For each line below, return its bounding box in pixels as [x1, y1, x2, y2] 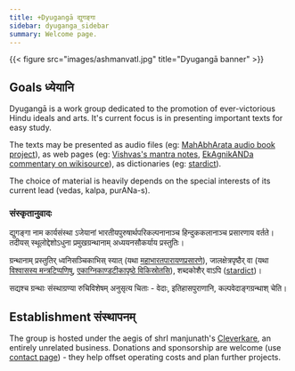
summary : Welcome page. [9, 29, 98, 38]
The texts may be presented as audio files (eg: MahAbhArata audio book [9, 140, 276, 150]
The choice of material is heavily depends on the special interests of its [9, 175, 271, 187]
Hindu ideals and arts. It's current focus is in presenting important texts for [9, 113, 283, 124]
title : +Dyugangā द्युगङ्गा [9, 12, 96, 22]
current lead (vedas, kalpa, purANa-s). [9, 185, 151, 196]
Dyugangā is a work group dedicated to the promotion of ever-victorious [9, 103, 276, 114]
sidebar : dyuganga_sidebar [9, 21, 110, 30]
